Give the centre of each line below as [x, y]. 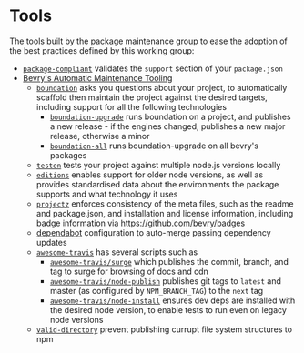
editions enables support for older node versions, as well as [150, 175]
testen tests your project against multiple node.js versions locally [158, 165]
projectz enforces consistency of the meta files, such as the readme [165, 203]
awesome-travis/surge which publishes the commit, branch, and [169, 261]
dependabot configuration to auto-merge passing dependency [153, 232]
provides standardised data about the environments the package [157, 184]
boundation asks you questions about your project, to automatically [162, 87]
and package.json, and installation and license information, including [165, 213]
